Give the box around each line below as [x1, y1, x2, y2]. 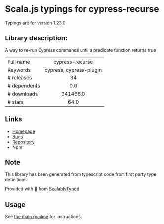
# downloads [7, 90, 38, 97]
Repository [12, 139, 35, 145]
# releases [7, 74, 32, 81]
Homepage [12, 128, 36, 134]
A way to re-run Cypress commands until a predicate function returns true [5, 47, 156, 53]
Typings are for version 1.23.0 [5, 20, 66, 26]
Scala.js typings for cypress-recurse [5, 3, 159, 15]
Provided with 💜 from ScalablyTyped [5, 186, 80, 192]
